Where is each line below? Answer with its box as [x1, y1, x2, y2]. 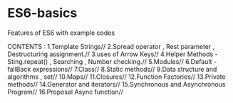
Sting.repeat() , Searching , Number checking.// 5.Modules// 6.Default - [7, 57, 217, 65]
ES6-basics [7, 5, 78, 21]
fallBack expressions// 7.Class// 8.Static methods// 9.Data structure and [7, 65, 217, 73]
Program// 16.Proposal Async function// [7, 87, 123, 96]
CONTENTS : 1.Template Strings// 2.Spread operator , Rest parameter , [7, 42, 215, 50]
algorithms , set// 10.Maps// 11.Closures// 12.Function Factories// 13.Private [7, 72, 226, 81]
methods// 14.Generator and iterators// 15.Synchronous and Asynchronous [7, 80, 226, 88]
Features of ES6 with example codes [7, 28, 115, 37]
